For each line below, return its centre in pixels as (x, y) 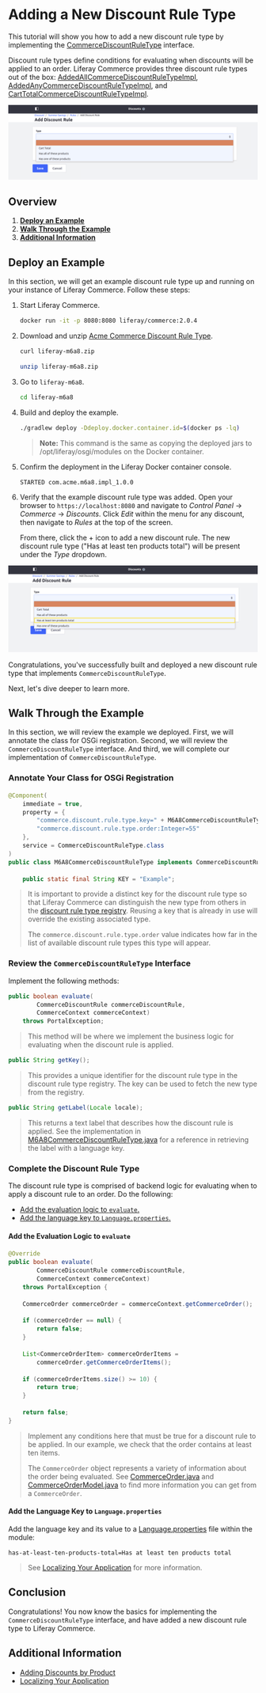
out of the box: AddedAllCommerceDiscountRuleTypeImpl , (103, 77)
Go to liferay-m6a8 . (52, 381)
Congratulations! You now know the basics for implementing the (113, 1611)
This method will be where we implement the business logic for (131, 1036)
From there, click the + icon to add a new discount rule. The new (125, 538)
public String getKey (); (49, 1061)
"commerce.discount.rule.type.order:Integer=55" (118, 829)
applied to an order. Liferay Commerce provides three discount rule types (128, 68)
